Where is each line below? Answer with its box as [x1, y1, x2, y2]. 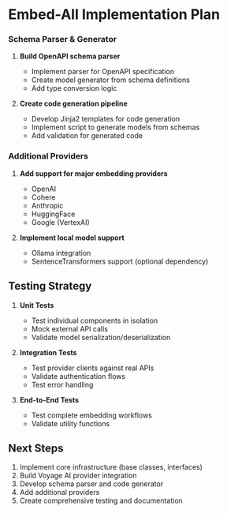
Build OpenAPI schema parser [19, 51, 121, 61]
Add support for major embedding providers [19, 168, 168, 178]
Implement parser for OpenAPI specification [31, 67, 175, 77]
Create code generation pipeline [19, 99, 128, 108]
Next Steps [8, 441, 64, 455]
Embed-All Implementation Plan [8, 6, 221, 24]
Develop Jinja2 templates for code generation [31, 114, 180, 124]
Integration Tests [19, 347, 77, 357]
